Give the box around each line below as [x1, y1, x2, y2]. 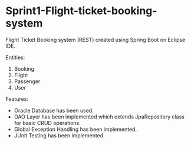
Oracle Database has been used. [14, 107, 94, 114]
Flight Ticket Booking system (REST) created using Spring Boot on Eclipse [5, 36, 186, 43]
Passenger [14, 78, 41, 85]
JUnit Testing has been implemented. [14, 131, 105, 139]
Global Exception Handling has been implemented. [14, 126, 137, 133]
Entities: [5, 54, 25, 61]
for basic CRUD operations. [14, 119, 81, 126]
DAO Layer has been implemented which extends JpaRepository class [14, 113, 185, 120]
